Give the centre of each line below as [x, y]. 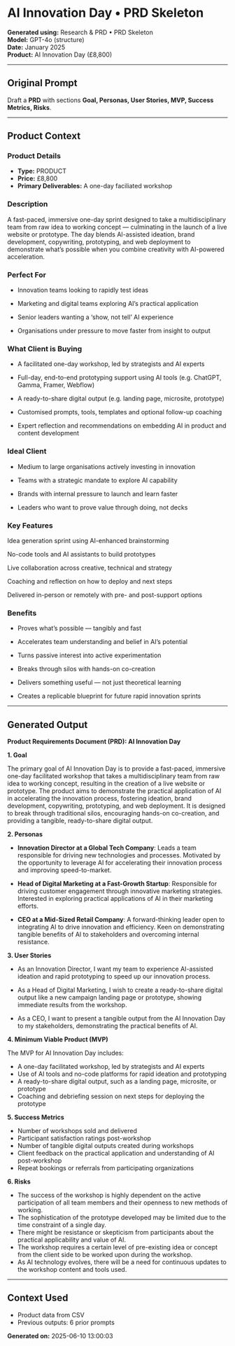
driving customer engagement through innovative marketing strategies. [120, 891]
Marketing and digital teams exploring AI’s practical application [108, 304]
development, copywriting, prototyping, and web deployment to [99, 241]
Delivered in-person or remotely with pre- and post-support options [105, 595]
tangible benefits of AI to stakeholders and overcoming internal [108, 934]
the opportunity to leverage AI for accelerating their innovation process [120, 863]
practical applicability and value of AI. [72, 1240]
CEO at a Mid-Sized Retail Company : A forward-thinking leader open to [121, 920]
